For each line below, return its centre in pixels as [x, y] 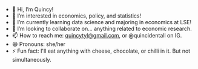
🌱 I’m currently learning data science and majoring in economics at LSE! [102, 22]
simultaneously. [31, 60]
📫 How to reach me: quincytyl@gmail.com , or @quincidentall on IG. [97, 35]
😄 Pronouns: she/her [38, 44]
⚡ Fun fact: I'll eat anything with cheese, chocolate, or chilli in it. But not [101, 51]
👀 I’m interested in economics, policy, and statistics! [77, 16]
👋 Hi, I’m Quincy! [33, 9]
